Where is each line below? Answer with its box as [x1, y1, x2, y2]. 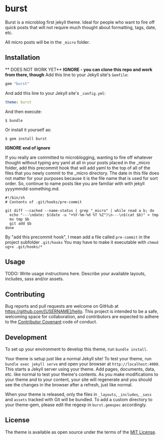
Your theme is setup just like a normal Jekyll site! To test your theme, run [5, 355, 152, 361]
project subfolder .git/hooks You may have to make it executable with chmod [5, 239, 159, 245]
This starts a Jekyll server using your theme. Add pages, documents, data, [5, 366, 156, 372]
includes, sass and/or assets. [5, 276, 64, 282]
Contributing [5, 290, 45, 298]
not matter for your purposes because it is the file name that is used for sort [5, 175, 158, 181]
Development [5, 333, 47, 342]
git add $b [9, 221, 32, 226]
